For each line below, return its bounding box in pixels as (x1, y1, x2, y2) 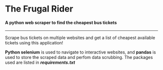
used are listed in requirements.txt (5, 59, 75, 66)
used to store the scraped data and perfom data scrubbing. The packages (5, 55, 153, 60)
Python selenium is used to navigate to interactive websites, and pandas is (5, 49, 156, 55)
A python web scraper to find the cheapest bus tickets (5, 19, 117, 25)
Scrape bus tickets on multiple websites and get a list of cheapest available (5, 35, 155, 41)
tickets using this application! (5, 40, 64, 46)
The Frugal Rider (5, 3, 74, 14)
